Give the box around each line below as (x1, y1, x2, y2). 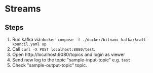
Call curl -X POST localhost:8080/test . (12, 46, 96, 52)
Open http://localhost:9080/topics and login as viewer (12, 51, 125, 57)
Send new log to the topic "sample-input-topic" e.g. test (12, 57, 131, 63)
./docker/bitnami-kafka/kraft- (82, 37, 149, 42)
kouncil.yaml (12, 42, 40, 47)
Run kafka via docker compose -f (12, 36, 81, 42)
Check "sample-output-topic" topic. (12, 62, 87, 68)
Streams (5, 3, 41, 15)
